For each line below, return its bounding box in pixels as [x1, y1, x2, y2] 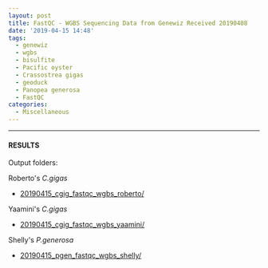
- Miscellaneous [15, 108, 69, 116]
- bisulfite [15, 57, 56, 65]
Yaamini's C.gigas [8, 204, 68, 214]
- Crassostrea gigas [15, 71, 84, 79]
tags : [8, 33, 26, 42]
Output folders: [8, 158, 58, 167]
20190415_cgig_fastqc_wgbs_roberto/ [19, 189, 145, 199]
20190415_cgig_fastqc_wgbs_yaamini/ [19, 220, 145, 230]
